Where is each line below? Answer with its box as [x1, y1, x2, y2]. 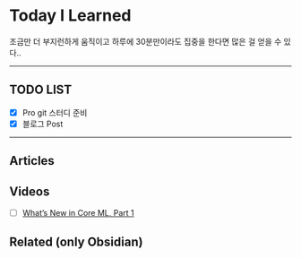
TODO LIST [9, 82, 73, 98]
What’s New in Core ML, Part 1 [21, 208, 134, 219]
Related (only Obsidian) [9, 234, 143, 249]
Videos [9, 184, 50, 199]
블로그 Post [21, 118, 64, 129]
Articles [9, 153, 56, 168]
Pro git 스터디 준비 [21, 107, 88, 117]
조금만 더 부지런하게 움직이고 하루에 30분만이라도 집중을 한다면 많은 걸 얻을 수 [9, 36, 282, 47]
